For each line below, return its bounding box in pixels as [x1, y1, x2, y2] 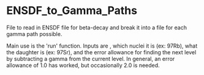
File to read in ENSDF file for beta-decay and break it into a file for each [6, 24, 187, 31]
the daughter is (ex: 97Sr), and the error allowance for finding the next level [6, 48, 197, 55]
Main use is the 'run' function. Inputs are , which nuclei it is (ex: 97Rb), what [6, 42, 198, 49]
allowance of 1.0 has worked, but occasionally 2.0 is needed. [6, 62, 161, 69]
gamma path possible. [6, 30, 62, 37]
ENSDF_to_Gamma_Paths [6, 4, 138, 18]
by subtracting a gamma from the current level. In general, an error [6, 55, 175, 62]
